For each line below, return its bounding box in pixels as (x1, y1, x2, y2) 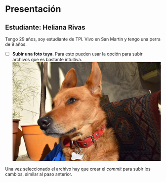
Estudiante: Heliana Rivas (5, 23, 85, 32)
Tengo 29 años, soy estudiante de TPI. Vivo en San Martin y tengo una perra (5, 36, 161, 42)
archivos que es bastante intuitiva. (12, 57, 83, 63)
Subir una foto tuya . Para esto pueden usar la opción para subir (12, 51, 143, 57)
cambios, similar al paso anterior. (5, 171, 73, 177)
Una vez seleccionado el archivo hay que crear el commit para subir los (5, 166, 151, 172)
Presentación (5, 3, 61, 15)
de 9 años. (5, 41, 27, 47)
